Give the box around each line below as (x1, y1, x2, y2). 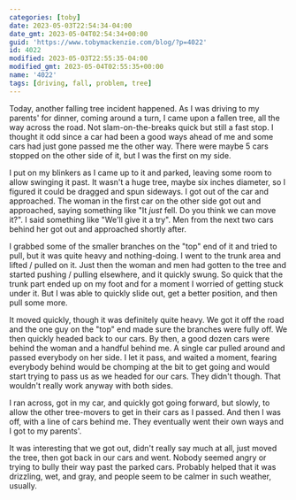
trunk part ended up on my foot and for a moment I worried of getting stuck (9, 278, 285, 288)
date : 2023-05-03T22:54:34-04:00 (9, 21, 133, 30)
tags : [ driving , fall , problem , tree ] (9, 79, 152, 88)
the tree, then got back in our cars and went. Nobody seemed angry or (9, 452, 267, 463)
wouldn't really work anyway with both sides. (9, 380, 174, 390)
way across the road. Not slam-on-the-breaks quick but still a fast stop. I (9, 121, 274, 133)
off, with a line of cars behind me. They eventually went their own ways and (9, 416, 285, 427)
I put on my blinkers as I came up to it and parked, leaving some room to (9, 167, 272, 178)
